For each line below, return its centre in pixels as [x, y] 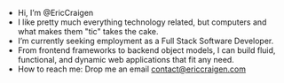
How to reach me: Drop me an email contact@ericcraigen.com [132, 69]
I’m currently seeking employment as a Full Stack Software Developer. [146, 41]
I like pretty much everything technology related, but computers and [142, 22]
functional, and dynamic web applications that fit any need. [126, 60]
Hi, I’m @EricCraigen [55, 13]
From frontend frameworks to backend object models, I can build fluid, [146, 50]
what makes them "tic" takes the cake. [88, 31]
